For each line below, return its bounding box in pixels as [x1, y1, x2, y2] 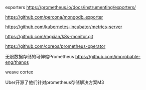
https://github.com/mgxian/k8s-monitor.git [5, 34, 94, 39]
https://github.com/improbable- [75, 54, 141, 59]
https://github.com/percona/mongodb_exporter [5, 14, 103, 20]
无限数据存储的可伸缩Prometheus [5, 54, 74, 59]
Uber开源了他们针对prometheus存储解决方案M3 [5, 79, 104, 85]
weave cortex [5, 69, 34, 75]
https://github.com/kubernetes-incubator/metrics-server [5, 24, 122, 30]
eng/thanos [5, 59, 29, 65]
